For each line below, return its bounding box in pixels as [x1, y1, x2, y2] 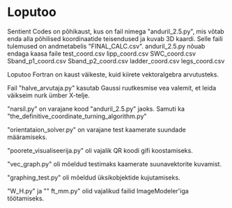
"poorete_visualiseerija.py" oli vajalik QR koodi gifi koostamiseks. [7, 146, 193, 154]
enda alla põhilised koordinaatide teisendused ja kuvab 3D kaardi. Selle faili [7, 34, 223, 42]
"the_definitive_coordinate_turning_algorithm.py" [7, 112, 148, 120]
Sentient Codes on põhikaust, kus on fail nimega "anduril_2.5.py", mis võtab [7, 27, 224, 35]
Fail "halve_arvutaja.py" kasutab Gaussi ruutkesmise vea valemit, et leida [7, 83, 217, 92]
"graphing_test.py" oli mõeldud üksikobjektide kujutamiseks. [7, 173, 180, 182]
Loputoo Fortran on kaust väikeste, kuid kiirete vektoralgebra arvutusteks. [7, 70, 219, 79]
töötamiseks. [7, 194, 45, 202]
